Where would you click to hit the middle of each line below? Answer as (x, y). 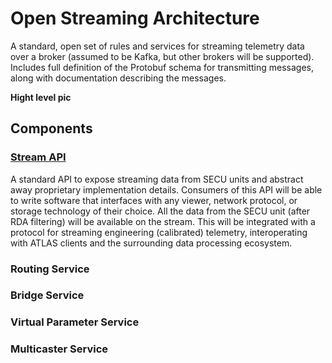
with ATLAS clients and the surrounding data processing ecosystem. (151, 243)
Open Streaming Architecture (135, 18)
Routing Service (50, 269)
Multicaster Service (59, 349)
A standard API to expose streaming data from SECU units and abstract (157, 179)
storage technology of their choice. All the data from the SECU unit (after (160, 211)
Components (51, 128)
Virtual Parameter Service (75, 322)
